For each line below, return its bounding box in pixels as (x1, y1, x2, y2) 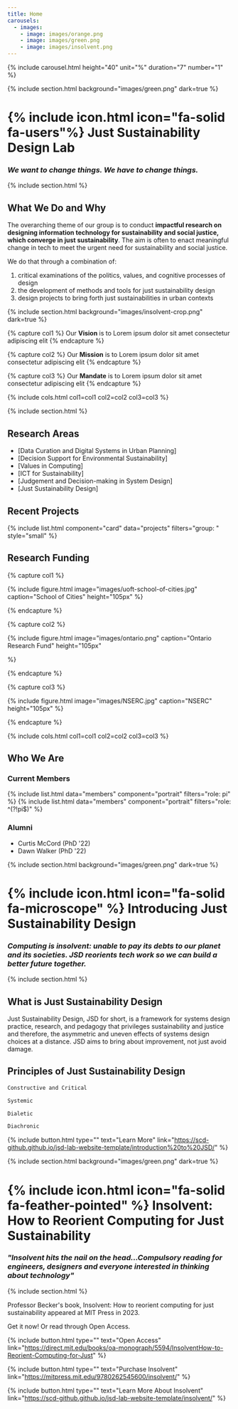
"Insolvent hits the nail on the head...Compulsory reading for (7, 1253, 222, 1263)
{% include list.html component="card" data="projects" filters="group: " (7, 524, 220, 532)
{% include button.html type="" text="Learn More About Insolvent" (7, 1386, 204, 1395)
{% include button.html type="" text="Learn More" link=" (7, 1135, 175, 1144)
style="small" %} (7, 531, 58, 540)
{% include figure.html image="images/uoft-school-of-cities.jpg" (7, 585, 198, 593)
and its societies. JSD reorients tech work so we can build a (7, 950, 218, 960)
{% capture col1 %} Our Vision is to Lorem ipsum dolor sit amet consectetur (7, 329, 230, 338)
